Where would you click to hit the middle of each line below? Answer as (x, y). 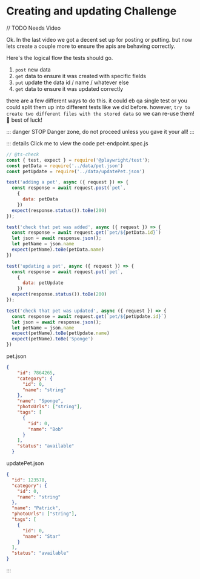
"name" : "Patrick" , (36, 508)
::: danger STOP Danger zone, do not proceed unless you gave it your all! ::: (101, 131)
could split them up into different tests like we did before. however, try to (98, 107)
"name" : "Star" (42, 536)
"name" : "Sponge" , (40, 401)
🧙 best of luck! (24, 120)
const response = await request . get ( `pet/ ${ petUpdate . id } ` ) (89, 316)
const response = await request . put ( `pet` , (67, 272)
